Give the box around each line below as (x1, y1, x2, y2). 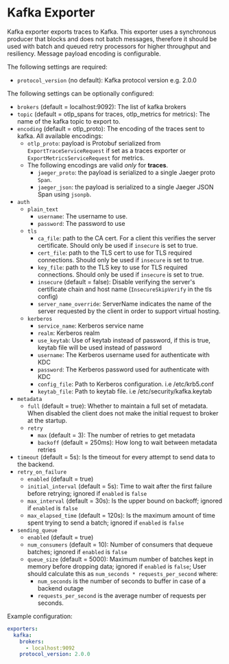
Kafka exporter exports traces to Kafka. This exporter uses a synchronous (7, 27, 217, 36)
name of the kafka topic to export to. (16, 117, 121, 125)
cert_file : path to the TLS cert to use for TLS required (37, 249, 192, 257)
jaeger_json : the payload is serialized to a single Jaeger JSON (37, 183, 214, 191)
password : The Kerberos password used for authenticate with (37, 365, 209, 374)
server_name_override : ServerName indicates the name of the (37, 299, 212, 308)
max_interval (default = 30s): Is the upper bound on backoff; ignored (27, 496, 223, 505)
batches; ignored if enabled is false (27, 547, 128, 556)
